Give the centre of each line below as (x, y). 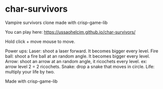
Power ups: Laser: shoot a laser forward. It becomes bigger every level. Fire (82, 51)
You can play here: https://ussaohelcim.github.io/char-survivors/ (70, 32)
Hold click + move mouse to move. (40, 41)
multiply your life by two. (30, 71)
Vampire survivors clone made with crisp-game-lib (56, 22)
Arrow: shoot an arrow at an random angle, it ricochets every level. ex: (76, 61)
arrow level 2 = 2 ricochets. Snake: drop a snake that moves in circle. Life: (80, 67)
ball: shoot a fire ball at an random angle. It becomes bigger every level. (78, 56)
